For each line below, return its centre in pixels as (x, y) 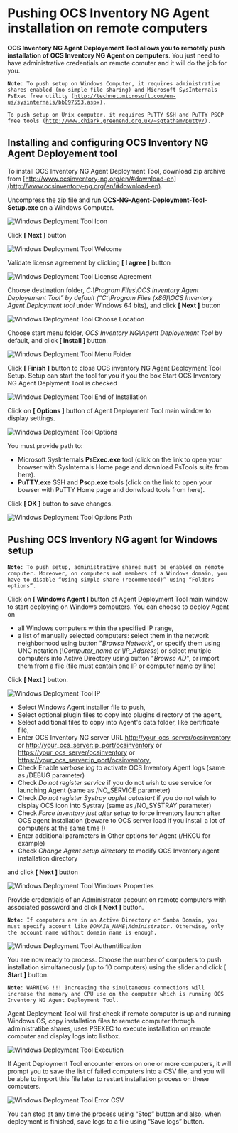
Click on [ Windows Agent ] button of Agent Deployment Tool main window (118, 599)
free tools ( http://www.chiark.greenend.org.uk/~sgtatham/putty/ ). (109, 121)
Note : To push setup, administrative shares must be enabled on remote (115, 567)
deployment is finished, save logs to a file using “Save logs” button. (106, 1121)
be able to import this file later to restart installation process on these (108, 1078)
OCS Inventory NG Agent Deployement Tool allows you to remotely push (116, 48)
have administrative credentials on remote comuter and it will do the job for (117, 63)
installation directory (48, 858)
